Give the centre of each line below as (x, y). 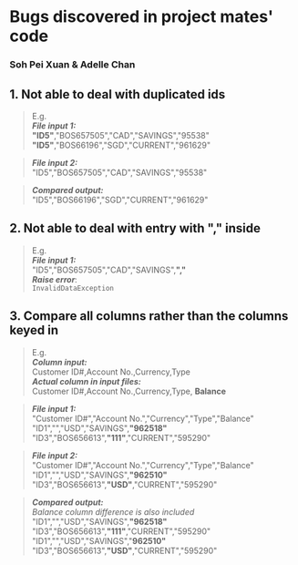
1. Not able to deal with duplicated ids (118, 94)
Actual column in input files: (86, 381)
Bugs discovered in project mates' (141, 17)
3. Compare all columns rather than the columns (149, 316)
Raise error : (54, 279)
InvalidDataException (72, 288)
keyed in (34, 330)
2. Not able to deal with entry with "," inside (135, 228)
